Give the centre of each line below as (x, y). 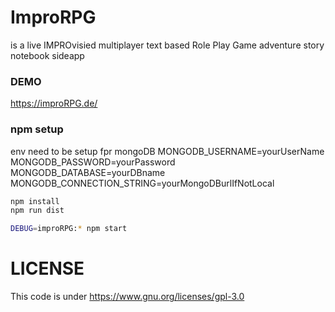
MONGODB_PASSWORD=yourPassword (93, 162)
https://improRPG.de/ (54, 103)
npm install (35, 201)
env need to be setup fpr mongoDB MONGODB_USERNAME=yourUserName (167, 151)
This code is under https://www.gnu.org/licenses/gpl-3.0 (127, 297)
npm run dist (37, 211)
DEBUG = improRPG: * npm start (69, 229)
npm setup (37, 129)
